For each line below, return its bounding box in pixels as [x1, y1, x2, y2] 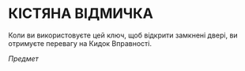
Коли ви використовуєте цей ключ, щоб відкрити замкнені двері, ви [8, 30, 239, 40]
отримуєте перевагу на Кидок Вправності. [8, 38, 153, 48]
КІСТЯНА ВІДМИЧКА [8, 5, 154, 23]
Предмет [8, 54, 40, 63]
